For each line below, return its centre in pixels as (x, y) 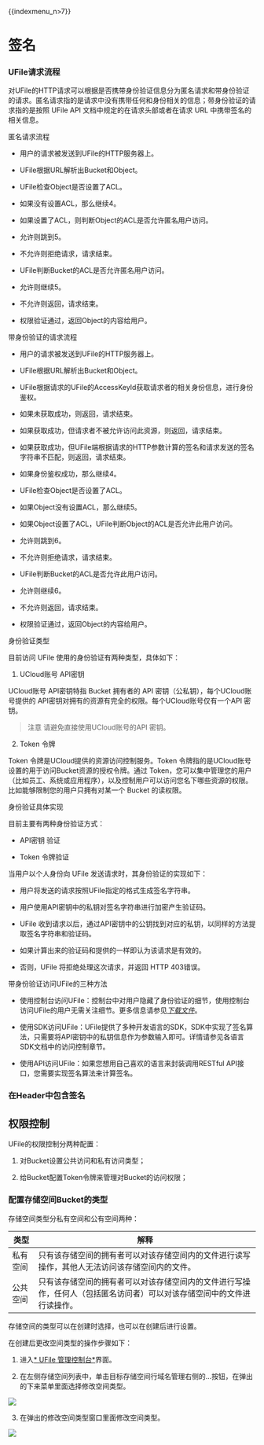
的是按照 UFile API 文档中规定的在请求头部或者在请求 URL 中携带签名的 (137, 110)
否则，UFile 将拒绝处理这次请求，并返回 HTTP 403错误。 (112, 967)
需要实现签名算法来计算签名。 (89, 1073)
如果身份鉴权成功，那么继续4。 (70, 474)
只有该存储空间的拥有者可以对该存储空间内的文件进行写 (141, 1281)
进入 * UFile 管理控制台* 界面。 (68, 1359)
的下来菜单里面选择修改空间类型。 (75, 1386)
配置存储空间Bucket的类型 (58, 1200)
